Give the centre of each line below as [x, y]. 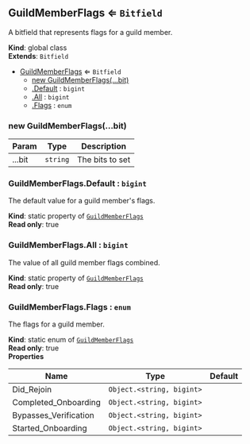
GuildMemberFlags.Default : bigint [77, 183]
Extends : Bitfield [38, 56]
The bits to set [104, 160]
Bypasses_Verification [53, 415]
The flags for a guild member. [56, 324]
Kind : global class [38, 48]
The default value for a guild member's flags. [82, 201]
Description [104, 146]
